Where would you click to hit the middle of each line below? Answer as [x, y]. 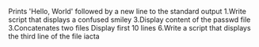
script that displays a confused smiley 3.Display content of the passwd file [129, 20]
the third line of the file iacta [54, 36]
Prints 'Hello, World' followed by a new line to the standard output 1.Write [128, 11]
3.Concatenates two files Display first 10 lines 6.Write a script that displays [129, 28]
